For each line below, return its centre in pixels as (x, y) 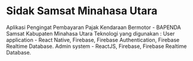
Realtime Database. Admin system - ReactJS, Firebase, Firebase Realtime (96, 46)
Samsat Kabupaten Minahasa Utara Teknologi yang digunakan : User (91, 33)
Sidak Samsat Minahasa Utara (82, 11)
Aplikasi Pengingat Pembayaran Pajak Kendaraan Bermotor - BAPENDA (94, 27)
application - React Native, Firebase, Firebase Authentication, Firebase (93, 40)
